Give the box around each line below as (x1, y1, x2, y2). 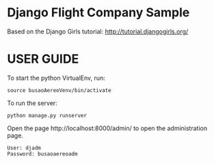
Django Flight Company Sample (7, 5, 190, 20)
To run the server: (7, 99, 58, 107)
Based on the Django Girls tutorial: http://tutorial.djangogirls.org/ (7, 27, 189, 35)
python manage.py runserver (7, 112, 88, 119)
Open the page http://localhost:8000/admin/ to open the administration (7, 124, 207, 132)
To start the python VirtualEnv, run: (7, 74, 106, 82)
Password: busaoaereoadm (7, 150, 78, 158)
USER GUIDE (7, 51, 79, 67)
